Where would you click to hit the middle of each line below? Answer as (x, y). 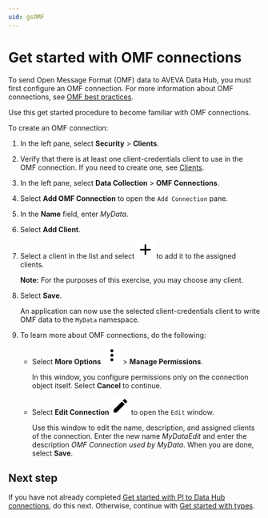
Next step (33, 478)
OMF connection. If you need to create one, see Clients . (112, 167)
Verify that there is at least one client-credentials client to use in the (132, 159)
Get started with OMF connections (125, 57)
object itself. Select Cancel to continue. (97, 385)
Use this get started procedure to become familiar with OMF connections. (130, 112)
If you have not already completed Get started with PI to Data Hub (117, 497)
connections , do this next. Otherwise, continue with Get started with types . (132, 506)
